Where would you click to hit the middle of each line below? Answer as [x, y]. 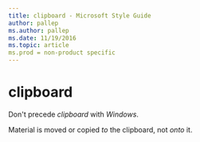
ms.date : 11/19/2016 [43, 38]
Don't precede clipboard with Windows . [74, 114]
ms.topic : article [39, 45]
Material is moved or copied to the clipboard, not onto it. [100, 129]
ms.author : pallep [39, 30]
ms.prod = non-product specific [62, 53]
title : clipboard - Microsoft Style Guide [80, 16]
